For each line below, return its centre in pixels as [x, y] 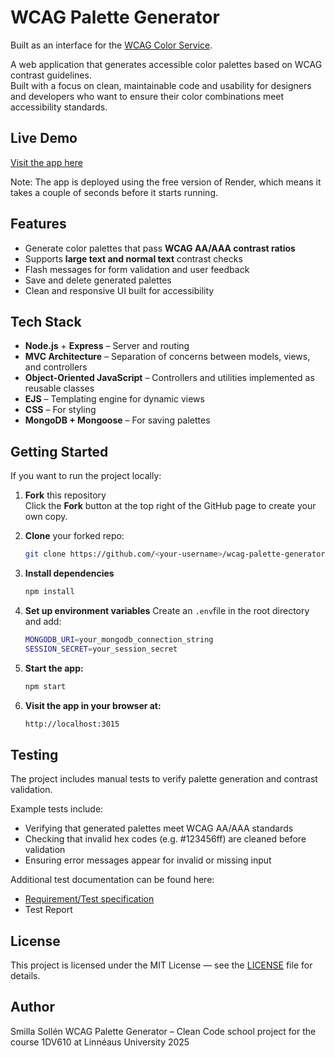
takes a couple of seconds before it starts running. [114, 192]
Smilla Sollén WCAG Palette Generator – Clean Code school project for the [163, 1031]
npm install [49, 592]
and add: [43, 621]
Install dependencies [69, 573]
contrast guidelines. [51, 75]
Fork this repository [65, 495]
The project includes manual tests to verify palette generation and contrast [164, 779]
